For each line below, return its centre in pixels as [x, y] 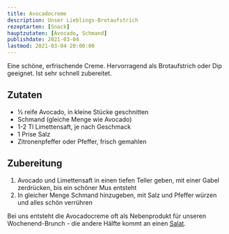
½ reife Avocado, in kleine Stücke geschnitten [83, 111]
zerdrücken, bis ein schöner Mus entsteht [77, 187]
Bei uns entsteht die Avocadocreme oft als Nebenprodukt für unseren [107, 216]
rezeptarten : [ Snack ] [39, 26]
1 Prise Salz [34, 134]
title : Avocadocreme [37, 14]
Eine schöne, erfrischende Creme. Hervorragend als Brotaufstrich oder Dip [115, 66]
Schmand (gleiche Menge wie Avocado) [74, 119]
